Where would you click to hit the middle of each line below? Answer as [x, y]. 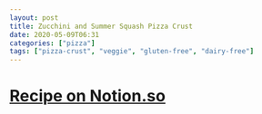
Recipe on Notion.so [88, 96]
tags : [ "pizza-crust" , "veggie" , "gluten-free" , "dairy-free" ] [132, 52]
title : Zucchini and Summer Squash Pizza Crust [101, 26]
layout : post [34, 18]
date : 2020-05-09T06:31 [55, 34]
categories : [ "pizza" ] [52, 43]
